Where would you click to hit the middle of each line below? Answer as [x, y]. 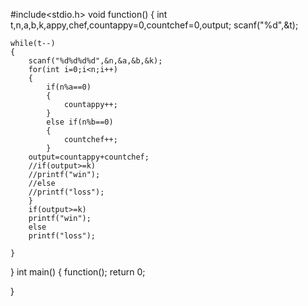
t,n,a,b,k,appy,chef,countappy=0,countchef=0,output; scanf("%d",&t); [154, 25]
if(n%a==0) [69, 87]
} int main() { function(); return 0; [78, 272]
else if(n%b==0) [80, 122]
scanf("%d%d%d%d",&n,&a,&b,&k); [95, 61]
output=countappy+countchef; [89, 157]
